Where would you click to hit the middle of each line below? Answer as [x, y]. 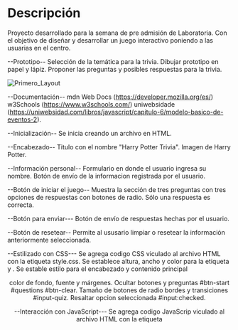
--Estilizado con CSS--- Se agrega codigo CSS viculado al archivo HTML [114, 253]
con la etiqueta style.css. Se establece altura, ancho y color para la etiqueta [118, 261]
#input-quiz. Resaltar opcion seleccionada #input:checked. [119, 297]
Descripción [44, 13]
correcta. [21, 205]
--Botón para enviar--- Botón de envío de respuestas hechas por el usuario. [118, 218]
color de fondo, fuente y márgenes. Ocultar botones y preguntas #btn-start [119, 282]
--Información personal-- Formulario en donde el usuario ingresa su [107, 168]
